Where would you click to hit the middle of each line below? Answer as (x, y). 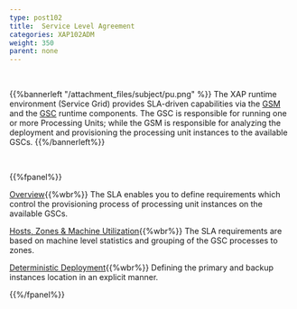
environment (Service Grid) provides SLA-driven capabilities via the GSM (145, 104)
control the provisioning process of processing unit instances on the (136, 204)
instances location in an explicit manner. (84, 277)
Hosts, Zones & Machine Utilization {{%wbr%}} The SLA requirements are (146, 232)
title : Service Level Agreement (72, 26)
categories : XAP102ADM (52, 34)
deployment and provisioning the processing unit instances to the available (148, 132)
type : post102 (36, 18)
